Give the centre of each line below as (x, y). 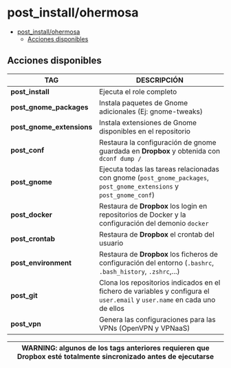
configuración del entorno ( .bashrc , (156, 263)
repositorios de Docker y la (142, 215)
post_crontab (33, 239)
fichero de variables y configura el (154, 291)
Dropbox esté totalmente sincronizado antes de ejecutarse (115, 356)
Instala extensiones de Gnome (148, 122)
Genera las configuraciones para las (157, 319)
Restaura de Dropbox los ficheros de (158, 254)
